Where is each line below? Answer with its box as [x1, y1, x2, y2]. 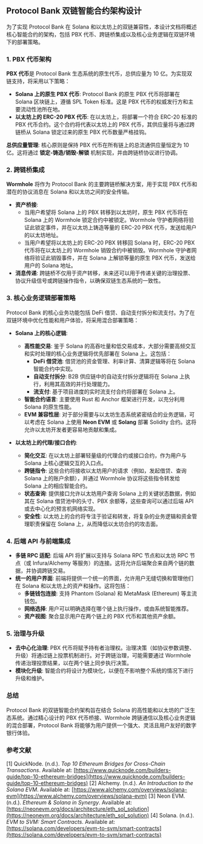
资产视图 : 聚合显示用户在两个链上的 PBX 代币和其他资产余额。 [24, 613, 179, 620]
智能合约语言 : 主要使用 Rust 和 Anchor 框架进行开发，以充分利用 [24, 395, 185, 403]
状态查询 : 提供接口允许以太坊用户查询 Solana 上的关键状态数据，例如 [24, 489, 196, 497]
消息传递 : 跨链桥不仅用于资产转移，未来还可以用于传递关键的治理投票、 [15, 269, 194, 277]
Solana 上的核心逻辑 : [15, 329, 68, 336]
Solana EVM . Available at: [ [6, 786, 74, 793]
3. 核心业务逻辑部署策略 [6, 294, 76, 302]
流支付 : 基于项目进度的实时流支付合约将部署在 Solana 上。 [33, 388, 179, 395]
